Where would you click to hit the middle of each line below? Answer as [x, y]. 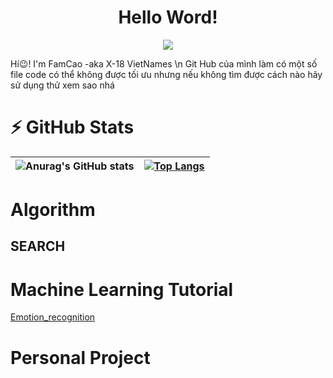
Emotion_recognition [53, 317]
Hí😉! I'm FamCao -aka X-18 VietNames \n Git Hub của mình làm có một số [164, 63]
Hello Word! [168, 17]
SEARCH [38, 246]
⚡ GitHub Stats [72, 127]
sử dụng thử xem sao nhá [62, 85]
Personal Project [80, 357]
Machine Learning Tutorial [122, 289]
